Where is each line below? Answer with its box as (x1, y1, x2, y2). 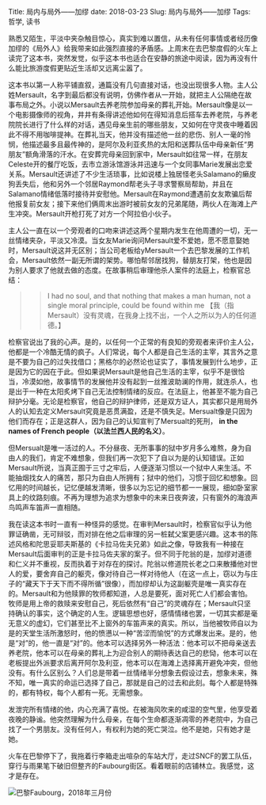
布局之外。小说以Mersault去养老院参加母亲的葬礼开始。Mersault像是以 (14, 100, 246, 109)
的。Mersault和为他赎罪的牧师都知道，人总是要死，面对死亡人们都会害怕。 (8, 589, 252, 598)
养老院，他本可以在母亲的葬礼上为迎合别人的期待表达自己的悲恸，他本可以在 (8, 648, 258, 658)
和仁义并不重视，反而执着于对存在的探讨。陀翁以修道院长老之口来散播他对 (8, 559, 251, 568)
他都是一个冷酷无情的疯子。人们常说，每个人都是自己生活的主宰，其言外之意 (8, 347, 258, 357)
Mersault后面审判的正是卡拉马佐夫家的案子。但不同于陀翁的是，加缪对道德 (8, 549, 252, 559)
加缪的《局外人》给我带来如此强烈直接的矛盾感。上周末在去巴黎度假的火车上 (8, 44, 258, 53)
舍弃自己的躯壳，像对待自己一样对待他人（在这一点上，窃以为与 (42, 569, 251, 578)
